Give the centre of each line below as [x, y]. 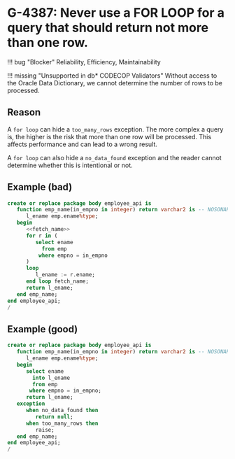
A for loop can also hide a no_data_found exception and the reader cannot [114, 157]
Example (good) [43, 329]
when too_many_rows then [62, 423]
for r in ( [42, 236]
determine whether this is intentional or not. [70, 165]
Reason [24, 112]
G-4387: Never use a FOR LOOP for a [116, 13]
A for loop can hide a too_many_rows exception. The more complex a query [115, 129]
